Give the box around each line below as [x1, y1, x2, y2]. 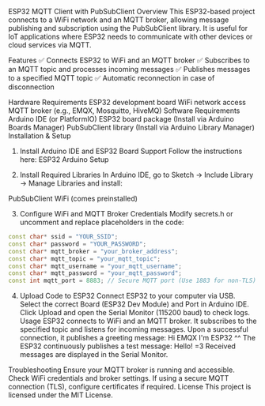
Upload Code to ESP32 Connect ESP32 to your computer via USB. [19, 291, 236, 301]
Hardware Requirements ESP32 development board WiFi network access [8, 98, 247, 107]
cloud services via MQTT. [8, 40, 92, 50]
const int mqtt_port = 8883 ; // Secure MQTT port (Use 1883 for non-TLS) [8, 276, 257, 285]
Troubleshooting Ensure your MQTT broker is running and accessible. [8, 365, 235, 374]
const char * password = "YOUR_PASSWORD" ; [8, 240, 147, 248]
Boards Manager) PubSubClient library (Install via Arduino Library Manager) [8, 122, 255, 132]
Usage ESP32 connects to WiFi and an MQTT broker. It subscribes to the [19, 316, 257, 326]
